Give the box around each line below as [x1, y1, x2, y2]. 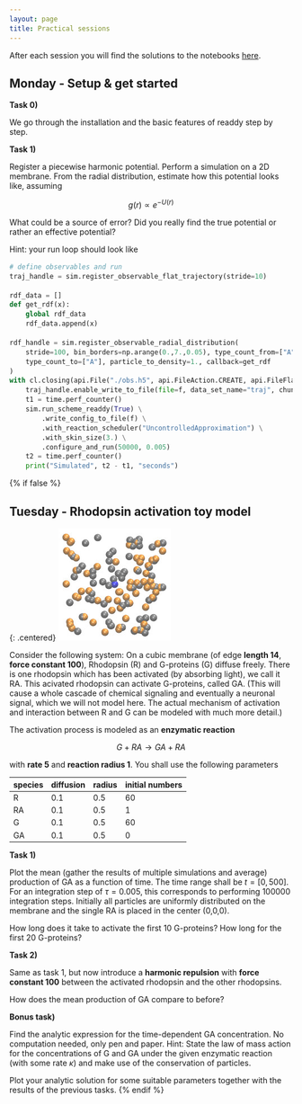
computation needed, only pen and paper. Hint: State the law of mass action [9, 1038, 291, 1049]
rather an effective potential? [9, 226, 117, 237]
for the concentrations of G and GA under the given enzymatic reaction [9, 1048, 272, 1059]
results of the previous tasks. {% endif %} [9, 1084, 164, 1096]
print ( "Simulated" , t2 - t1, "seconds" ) [25, 461, 179, 471]
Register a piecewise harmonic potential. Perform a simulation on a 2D [9, 162, 270, 173]
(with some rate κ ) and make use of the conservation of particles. [9, 1057, 252, 1069]
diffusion [50, 779, 86, 790]
